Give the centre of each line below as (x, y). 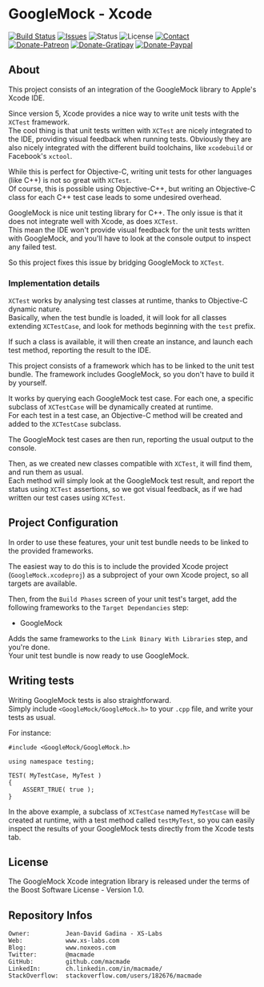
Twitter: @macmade (51, 955)
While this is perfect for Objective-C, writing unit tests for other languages (130, 171)
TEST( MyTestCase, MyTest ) (55, 775)
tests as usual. (32, 717)
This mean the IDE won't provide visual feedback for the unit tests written (129, 229)
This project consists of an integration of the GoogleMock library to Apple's (132, 89)
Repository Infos (50, 915)
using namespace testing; (51, 762)
